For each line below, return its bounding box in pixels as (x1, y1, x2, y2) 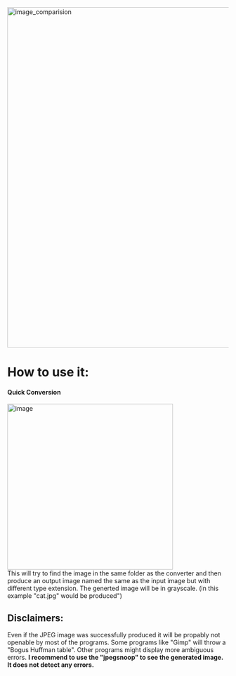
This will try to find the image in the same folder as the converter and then (7, 569, 222, 578)
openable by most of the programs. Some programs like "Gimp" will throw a (7, 638, 226, 646)
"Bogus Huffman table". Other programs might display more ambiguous (7, 646, 214, 654)
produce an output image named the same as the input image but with (7, 577, 211, 585)
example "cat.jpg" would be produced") (7, 592, 123, 600)
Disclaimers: (7, 612, 64, 624)
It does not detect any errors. (7, 661, 95, 669)
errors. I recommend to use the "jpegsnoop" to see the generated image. (7, 653, 223, 662)
